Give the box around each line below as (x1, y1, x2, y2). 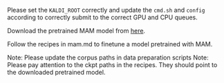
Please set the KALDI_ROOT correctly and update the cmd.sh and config (7, 6, 205, 14)
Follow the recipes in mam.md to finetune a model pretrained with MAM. (7, 40, 213, 48)
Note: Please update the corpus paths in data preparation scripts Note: (7, 53, 209, 62)
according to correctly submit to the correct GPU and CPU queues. (7, 13, 198, 21)
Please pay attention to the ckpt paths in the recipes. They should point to (7, 61, 218, 68)
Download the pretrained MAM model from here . (7, 27, 146, 35)
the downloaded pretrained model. (7, 68, 106, 76)
